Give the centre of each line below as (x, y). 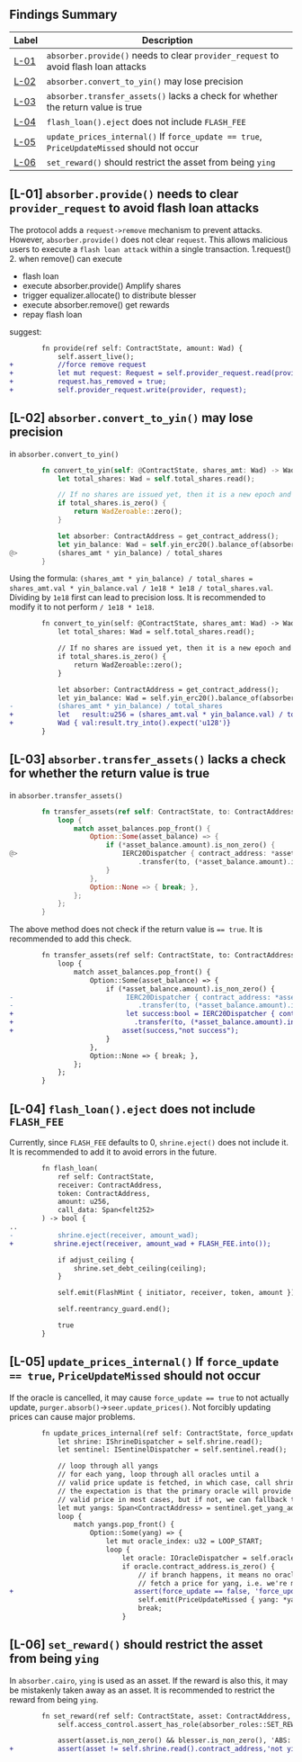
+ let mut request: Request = (86, 373)
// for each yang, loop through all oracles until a (158, 1475)
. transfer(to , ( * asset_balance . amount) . (215, 862)
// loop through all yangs (108, 1466)
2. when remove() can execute (66, 258)
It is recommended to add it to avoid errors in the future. (113, 1152)
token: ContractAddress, (104, 1193)
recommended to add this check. (71, 939)
